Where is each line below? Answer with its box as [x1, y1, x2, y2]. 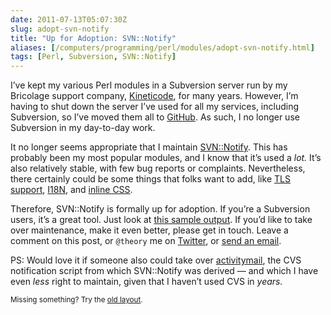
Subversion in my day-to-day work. [10, 122, 156, 134]
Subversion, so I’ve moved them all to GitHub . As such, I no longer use [10, 111, 300, 123]
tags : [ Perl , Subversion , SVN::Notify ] [10, 52, 177, 62]
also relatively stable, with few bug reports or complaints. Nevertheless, [10, 162, 306, 175]
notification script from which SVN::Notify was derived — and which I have [10, 265, 319, 277]
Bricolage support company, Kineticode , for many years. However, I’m [10, 90, 299, 102]
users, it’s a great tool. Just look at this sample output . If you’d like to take [10, 214, 313, 226]
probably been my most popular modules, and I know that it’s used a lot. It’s [10, 152, 322, 164]
